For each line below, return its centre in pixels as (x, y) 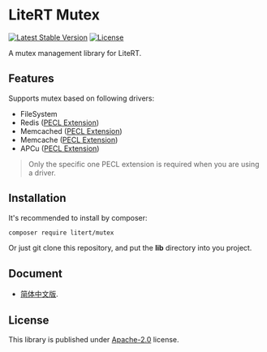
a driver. (42, 173)
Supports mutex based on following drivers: (82, 98)
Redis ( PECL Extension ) (60, 122)
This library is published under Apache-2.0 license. (94, 340)
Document (35, 273)
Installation (37, 198)
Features (31, 79)
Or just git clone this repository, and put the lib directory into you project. (130, 248)
